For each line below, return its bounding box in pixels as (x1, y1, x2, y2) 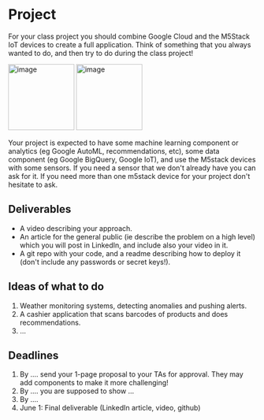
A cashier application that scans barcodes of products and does (19, 309, 229, 318)
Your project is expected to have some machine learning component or (8, 138, 239, 147)
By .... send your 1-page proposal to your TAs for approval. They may (19, 370, 244, 379)
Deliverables (8, 203, 72, 216)
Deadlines (8, 348, 59, 362)
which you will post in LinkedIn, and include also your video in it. (19, 240, 229, 250)
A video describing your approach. (19, 223, 132, 233)
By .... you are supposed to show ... (19, 386, 135, 396)
